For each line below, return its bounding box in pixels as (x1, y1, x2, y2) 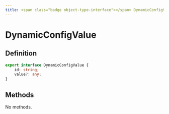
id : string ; (14, 67, 39, 72)
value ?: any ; (14, 72, 42, 77)
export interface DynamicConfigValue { (5, 63, 89, 68)
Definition (5, 49, 37, 58)
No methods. (5, 104, 32, 110)
